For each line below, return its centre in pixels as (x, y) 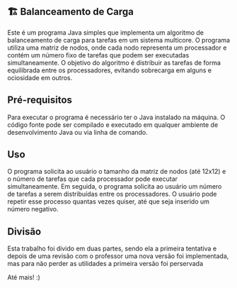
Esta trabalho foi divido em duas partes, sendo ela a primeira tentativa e (112, 249)
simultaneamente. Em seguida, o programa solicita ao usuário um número (115, 187)
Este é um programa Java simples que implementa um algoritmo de (105, 32)
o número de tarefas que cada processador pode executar (93, 179)
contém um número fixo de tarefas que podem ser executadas (98, 55)
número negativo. (33, 209)
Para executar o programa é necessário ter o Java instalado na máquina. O (116, 117)
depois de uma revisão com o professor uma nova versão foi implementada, (118, 256)
